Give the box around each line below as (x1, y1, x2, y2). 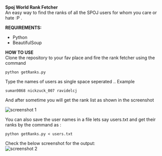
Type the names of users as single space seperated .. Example (5, 79, 135, 84)
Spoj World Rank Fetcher (5, 5, 58, 10)
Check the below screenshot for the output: (5, 140, 95, 146)
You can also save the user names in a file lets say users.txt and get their (5, 116, 156, 122)
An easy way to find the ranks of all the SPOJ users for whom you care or (5, 10, 157, 16)
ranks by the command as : (5, 122, 62, 127)
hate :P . (5, 15, 23, 21)
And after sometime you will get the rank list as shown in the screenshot (5, 97, 154, 103)
